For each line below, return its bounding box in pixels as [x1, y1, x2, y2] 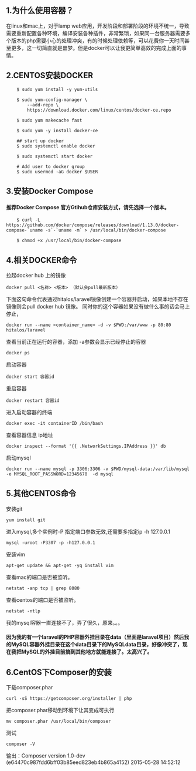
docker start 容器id [6, 374, 54, 380]
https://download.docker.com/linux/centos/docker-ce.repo [27, 107, 171, 113]
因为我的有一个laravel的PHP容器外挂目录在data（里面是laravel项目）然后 [6, 633, 184, 641]
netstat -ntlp [6, 608, 41, 614]
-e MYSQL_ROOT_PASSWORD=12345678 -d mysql [6, 471, 114, 477]
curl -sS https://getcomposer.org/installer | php [6, 696, 132, 702]
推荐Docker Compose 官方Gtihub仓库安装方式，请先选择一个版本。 [6, 203, 170, 210]
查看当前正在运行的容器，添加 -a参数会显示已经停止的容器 [6, 338, 146, 346]
